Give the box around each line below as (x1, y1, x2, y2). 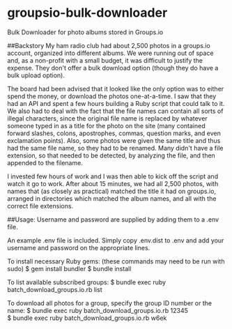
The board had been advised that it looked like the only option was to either (7, 84, 224, 93)
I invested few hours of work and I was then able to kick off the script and (7, 172, 218, 181)
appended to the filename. (7, 158, 84, 167)
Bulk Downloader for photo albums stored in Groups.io (7, 28, 164, 36)
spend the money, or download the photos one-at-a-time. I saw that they (7, 92, 217, 100)
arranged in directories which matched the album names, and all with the (7, 194, 217, 203)
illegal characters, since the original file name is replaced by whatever (7, 114, 208, 123)
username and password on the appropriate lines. (7, 243, 150, 252)
